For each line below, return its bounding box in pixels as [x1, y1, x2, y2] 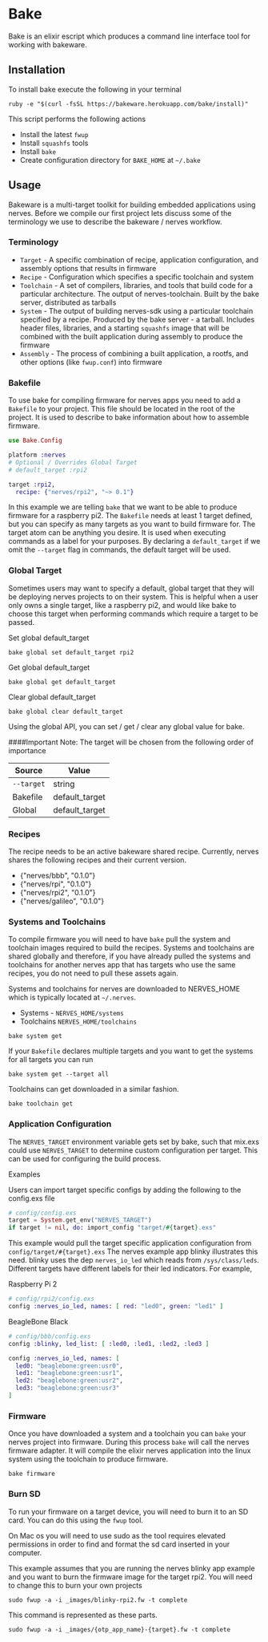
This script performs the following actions [8, 114, 146, 124]
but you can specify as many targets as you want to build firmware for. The [8, 519, 256, 529]
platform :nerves [8, 451, 66, 460]
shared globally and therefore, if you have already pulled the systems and [8, 951, 251, 961]
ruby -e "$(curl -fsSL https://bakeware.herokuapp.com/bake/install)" [8, 99, 249, 108]
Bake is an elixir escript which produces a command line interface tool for [8, 31, 250, 41]
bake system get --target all [8, 1070, 110, 1079]
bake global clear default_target [8, 707, 124, 716]
